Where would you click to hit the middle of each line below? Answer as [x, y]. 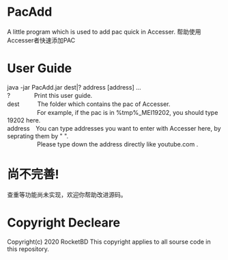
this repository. [28, 249]
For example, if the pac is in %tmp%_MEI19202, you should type [127, 112]
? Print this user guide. [50, 95]
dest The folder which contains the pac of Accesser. [89, 104]
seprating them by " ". [38, 136]
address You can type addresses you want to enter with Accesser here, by [114, 128]
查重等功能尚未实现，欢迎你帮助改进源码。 [67, 194]
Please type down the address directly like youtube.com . [117, 144]
